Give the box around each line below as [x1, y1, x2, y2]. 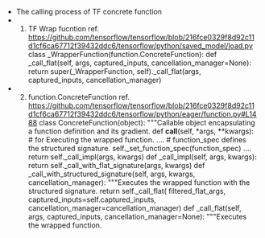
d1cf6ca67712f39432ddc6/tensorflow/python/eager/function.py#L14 [27, 109, 257, 119]
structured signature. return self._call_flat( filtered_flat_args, [27, 187, 226, 195]
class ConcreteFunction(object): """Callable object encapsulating [39, 118, 255, 127]
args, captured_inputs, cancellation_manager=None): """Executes [27, 212, 247, 221]
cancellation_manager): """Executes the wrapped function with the [27, 178, 251, 187]
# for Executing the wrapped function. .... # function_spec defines [27, 135, 247, 144]
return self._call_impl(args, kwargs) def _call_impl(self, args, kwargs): [27, 152, 258, 162]
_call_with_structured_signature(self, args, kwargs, [27, 169, 196, 178]
